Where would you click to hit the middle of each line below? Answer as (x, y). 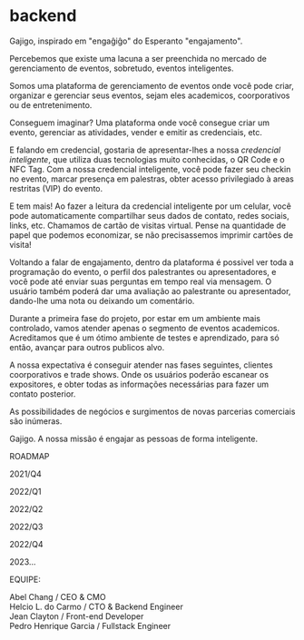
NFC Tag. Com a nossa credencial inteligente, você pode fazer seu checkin (150, 169)
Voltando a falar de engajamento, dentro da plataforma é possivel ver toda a (152, 262)
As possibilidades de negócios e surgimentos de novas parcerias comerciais (152, 411)
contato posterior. (43, 394)
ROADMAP (29, 456)
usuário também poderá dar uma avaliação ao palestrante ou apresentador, (150, 290)
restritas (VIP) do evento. (56, 188)
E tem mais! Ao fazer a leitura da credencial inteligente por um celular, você (151, 206)
